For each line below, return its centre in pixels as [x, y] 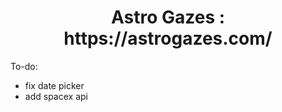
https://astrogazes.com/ [168, 38]
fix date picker [54, 85]
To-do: [24, 66]
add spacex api [56, 96]
